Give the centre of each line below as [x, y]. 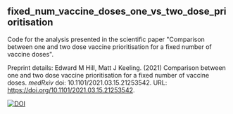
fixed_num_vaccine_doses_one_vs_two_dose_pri [117, 12]
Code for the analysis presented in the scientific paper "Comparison [106, 39]
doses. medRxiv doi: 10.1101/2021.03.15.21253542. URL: [87, 83]
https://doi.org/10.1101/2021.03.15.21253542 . [71, 90]
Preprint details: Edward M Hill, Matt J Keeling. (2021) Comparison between [117, 67]
